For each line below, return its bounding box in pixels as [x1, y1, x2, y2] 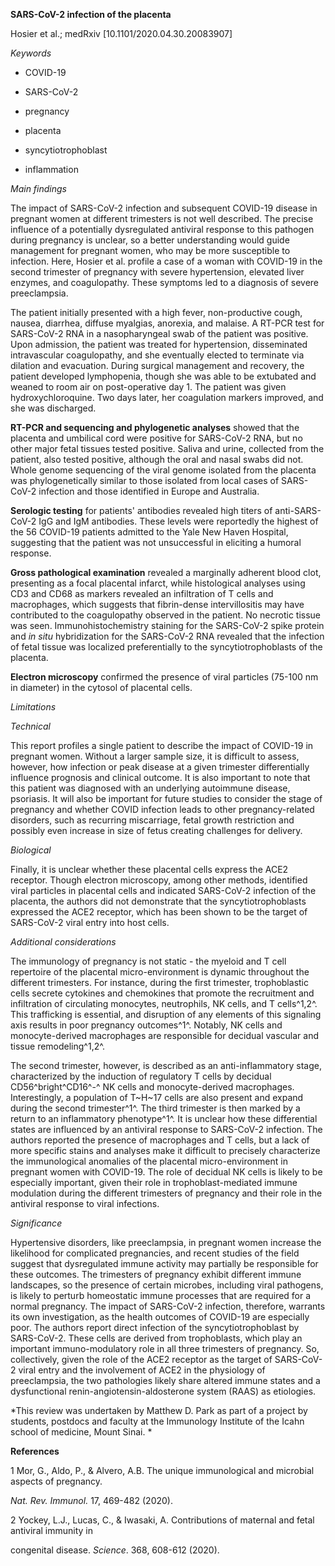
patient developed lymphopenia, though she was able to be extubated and [10, 370, 317, 382]
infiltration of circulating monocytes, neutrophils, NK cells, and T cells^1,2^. [10, 998, 318, 1009]
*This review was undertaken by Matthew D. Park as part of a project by [10, 1405, 308, 1416]
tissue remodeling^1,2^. [10, 1040, 105, 1052]
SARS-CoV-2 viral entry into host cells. [10, 917, 170, 928]
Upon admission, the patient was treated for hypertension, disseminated [10, 339, 308, 350]
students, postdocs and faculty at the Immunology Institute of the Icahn [10, 1415, 305, 1427]
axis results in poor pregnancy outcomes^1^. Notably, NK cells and [10, 1019, 283, 1031]
